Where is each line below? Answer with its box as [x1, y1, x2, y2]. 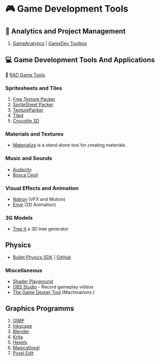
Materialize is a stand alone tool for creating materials [12, 142, 126, 148]
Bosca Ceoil [12, 172, 38, 178]
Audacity [12, 166, 32, 172]
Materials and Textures [5, 131, 64, 138]
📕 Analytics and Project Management [5, 27, 126, 35]
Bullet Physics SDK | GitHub [12, 254, 71, 261]
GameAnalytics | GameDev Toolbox [12, 40, 88, 46]
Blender [12, 328, 30, 334]
